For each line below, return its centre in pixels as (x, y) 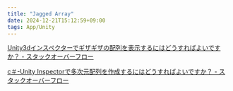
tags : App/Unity (31, 27)
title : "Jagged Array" (41, 14)
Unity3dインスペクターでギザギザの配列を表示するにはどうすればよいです (114, 48)
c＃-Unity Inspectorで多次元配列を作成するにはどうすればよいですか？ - (112, 72)
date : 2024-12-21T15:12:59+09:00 (56, 20)
